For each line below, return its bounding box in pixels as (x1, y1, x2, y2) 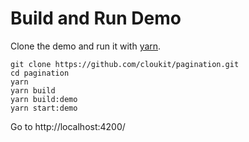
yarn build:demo (10, 94, 78, 104)
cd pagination (10, 68, 70, 78)
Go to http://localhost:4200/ (10, 120, 126, 132)
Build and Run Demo (10, 7, 182, 30)
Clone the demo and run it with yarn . (10, 40, 162, 52)
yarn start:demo (10, 103, 78, 113)
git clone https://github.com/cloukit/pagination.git (10, 59, 240, 69)
